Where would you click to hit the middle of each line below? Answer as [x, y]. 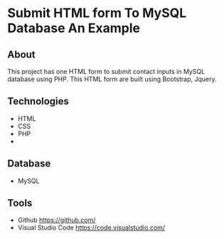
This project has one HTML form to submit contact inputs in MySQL [106, 71]
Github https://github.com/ [57, 220]
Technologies [38, 101]
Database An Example [74, 28]
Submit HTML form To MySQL [97, 13]
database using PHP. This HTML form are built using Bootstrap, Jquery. [112, 79]
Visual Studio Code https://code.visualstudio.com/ [91, 228]
